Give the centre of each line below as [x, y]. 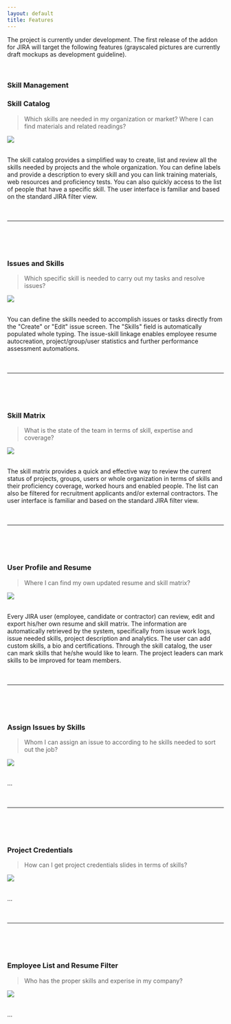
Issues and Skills [36, 263]
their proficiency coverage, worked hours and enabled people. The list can [113, 486]
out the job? [41, 749]
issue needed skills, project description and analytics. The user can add [109, 638]
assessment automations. [43, 349]
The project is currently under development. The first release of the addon [112, 39]
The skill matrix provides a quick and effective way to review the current [109, 471]
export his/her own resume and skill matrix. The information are [97, 624]
